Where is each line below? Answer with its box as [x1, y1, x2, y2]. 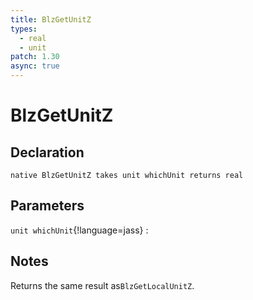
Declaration [10, 144, 85, 161]
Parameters [10, 197, 85, 215]
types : [10, 24, 38, 34]
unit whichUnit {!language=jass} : [10, 224, 149, 236]
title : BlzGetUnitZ [10, 14, 92, 25]
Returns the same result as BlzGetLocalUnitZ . [10, 279, 195, 291]
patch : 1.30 [10, 52, 60, 62]
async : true [10, 61, 60, 71]
